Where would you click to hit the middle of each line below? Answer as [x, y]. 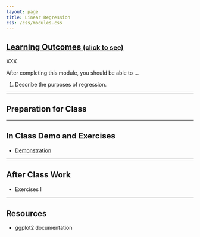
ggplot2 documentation [43, 228]
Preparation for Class [46, 109]
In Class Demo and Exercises [61, 136]
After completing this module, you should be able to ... [73, 73]
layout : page [22, 12]
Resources [26, 213]
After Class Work [39, 175]
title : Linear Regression [38, 17]
